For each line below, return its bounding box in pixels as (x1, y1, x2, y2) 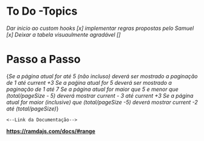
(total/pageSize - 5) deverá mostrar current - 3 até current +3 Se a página (6, 92, 194, 99)
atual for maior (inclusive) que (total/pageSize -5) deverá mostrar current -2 (6, 98, 198, 106)
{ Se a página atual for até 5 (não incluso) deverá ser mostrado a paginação (6, 72, 198, 80)
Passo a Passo (6, 52, 81, 67)
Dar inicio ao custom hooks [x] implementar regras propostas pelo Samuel (6, 24, 194, 32)
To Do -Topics (6, 4, 78, 18)
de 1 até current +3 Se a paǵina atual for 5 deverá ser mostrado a (6, 79, 172, 86)
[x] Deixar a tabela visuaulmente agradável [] (6, 31, 121, 38)
